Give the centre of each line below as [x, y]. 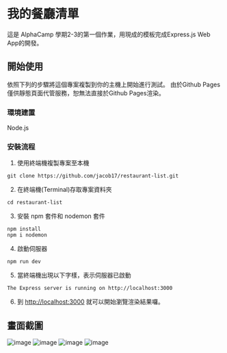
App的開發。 [25, 42]
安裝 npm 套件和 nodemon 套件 [61, 216]
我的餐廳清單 [43, 14]
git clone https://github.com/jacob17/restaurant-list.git [93, 176]
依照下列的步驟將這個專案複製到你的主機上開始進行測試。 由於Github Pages [114, 84]
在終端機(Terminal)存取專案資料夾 [64, 190]
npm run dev [24, 262]
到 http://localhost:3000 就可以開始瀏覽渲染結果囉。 [90, 302]
